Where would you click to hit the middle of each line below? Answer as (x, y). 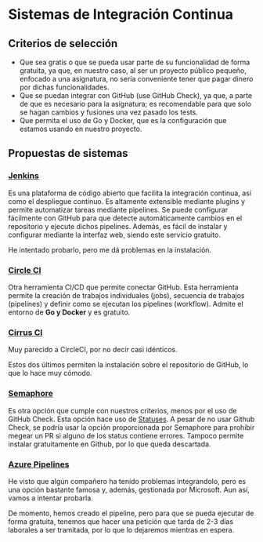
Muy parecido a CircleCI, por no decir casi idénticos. (93, 350)
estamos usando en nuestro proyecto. (81, 129)
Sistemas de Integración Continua (121, 15)
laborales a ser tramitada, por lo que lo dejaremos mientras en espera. (121, 529)
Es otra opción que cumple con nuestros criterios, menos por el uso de (122, 410)
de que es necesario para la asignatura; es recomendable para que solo (135, 104)
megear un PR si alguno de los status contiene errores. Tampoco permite (126, 435)
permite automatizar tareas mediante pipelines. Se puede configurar (118, 209)
